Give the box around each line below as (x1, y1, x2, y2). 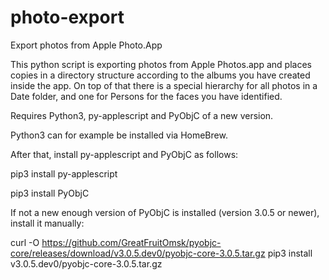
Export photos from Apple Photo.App (10, 39, 163, 51)
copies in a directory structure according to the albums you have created (10, 69, 311, 81)
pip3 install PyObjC (10, 187, 90, 199)
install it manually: (10, 217, 85, 229)
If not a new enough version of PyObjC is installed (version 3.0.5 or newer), (10, 206, 320, 218)
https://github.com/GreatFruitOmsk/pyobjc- (41, 236, 222, 248)
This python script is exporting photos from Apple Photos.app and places (10, 58, 312, 70)
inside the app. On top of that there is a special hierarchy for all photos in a (10, 79, 318, 91)
